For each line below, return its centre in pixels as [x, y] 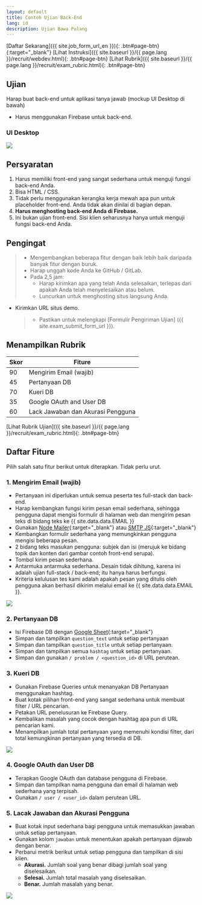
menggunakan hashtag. [44, 693]
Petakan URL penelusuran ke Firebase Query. [71, 712]
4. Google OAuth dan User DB [50, 765]
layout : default [27, 12]
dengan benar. [33, 846]
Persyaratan [30, 164]
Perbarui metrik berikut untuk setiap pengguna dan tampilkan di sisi [99, 852]
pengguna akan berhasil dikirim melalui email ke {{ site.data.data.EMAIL [104, 585]
